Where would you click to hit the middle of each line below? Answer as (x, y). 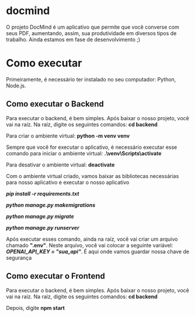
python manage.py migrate (40, 216)
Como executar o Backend (55, 104)
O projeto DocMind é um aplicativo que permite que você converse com (93, 27)
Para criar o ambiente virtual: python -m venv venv (68, 135)
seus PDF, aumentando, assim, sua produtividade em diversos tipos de (91, 33)
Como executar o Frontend (55, 276)
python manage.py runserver (43, 227)
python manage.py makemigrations (51, 205)
